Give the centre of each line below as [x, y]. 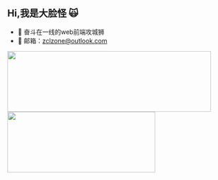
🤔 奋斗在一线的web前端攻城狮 [61, 32]
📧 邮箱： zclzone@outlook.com [62, 40]
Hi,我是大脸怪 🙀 [43, 13]
